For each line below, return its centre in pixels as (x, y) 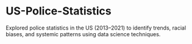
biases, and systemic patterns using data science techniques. (83, 34)
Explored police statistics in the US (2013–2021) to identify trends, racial (96, 28)
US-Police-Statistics (59, 11)
